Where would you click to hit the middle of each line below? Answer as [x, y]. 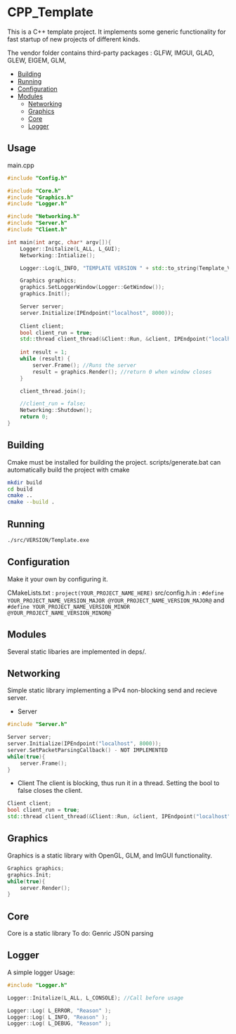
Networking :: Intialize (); [58, 255]
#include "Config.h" [38, 178]
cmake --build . [31, 502]
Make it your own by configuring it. [58, 579]
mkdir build [25, 482]
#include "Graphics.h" [40, 198]
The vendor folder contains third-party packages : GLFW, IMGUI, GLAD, [111, 53]
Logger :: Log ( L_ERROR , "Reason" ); [59, 1010]
